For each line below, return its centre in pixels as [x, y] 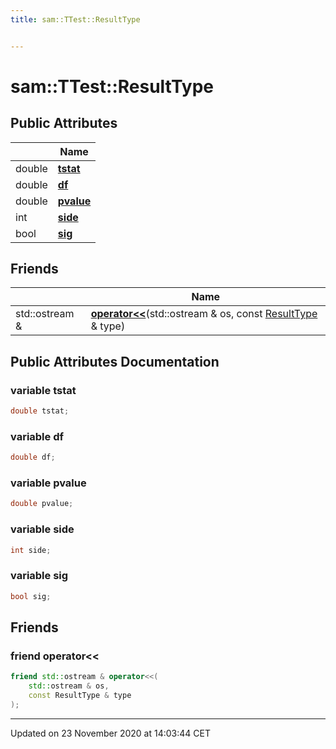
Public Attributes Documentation [115, 361]
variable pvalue [48, 483]
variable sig [39, 576]
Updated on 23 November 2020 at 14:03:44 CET [110, 733]
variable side [42, 529]
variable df [37, 436]
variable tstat [43, 390]
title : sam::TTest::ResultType [75, 19]
